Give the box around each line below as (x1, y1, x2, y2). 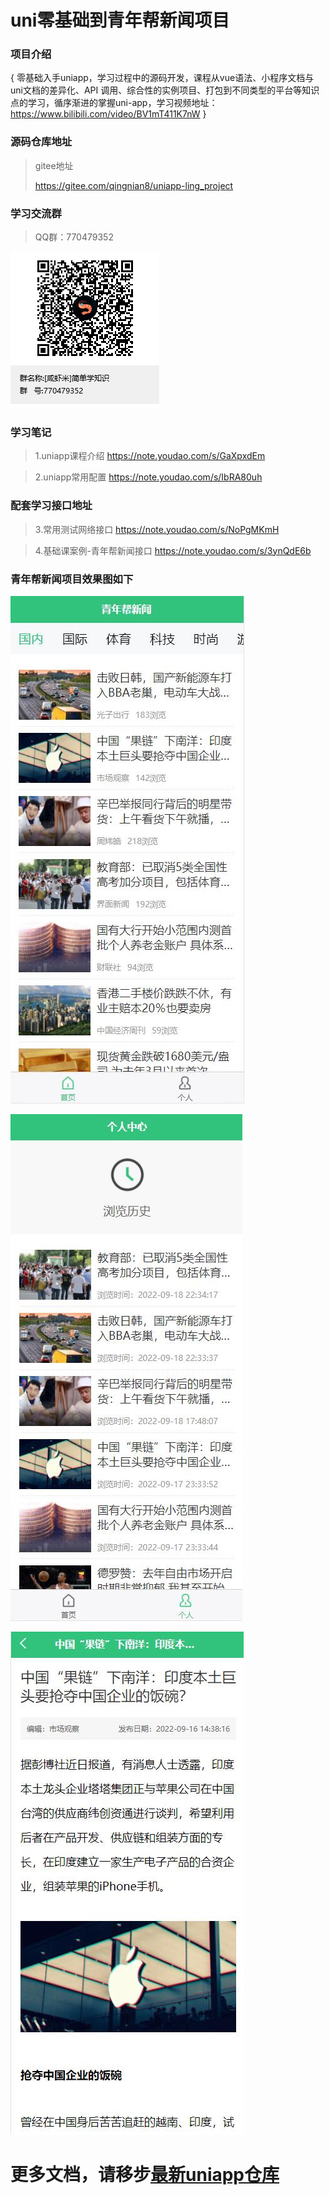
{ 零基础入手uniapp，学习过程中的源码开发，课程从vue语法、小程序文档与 (10, 72, 315, 84)
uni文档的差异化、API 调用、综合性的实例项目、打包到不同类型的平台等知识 (10, 84, 320, 96)
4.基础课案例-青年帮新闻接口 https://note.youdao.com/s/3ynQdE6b (34, 544, 312, 556)
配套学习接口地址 (10, 499, 93, 513)
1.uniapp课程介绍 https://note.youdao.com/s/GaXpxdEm (34, 450, 266, 462)
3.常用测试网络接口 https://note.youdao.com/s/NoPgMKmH (34, 523, 280, 535)
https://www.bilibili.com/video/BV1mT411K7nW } (10, 108, 207, 120)
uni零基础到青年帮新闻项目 (10, 9, 230, 32)
